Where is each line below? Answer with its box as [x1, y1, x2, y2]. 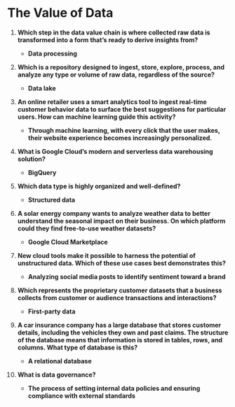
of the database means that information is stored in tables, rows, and [17, 335, 223, 344]
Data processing [27, 49, 77, 58]
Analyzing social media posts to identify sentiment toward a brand [27, 272, 226, 280]
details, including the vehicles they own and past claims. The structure [17, 328, 229, 337]
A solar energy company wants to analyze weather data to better [17, 209, 210, 217]
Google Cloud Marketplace [27, 238, 108, 246]
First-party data [27, 307, 76, 316]
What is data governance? [17, 370, 96, 379]
